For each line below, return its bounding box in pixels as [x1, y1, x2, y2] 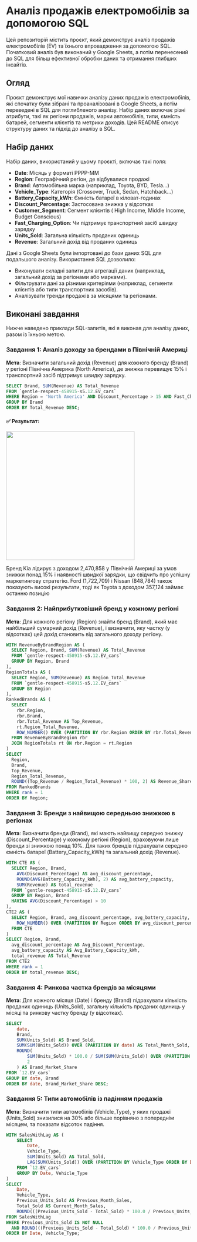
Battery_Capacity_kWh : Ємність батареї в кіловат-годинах [14, 194, 161, 201]
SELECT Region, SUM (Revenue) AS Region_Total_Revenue [11, 675, 145, 680]
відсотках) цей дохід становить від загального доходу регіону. [6, 630, 163, 637]
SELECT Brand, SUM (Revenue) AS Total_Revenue [6, 383, 119, 389]
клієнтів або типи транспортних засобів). [14, 285, 118, 293]
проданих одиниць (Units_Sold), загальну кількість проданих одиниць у [6, 1002, 185, 1010]
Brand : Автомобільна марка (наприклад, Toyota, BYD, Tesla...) [14, 181, 170, 189]
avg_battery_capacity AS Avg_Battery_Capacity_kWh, [11, 948, 141, 954]
